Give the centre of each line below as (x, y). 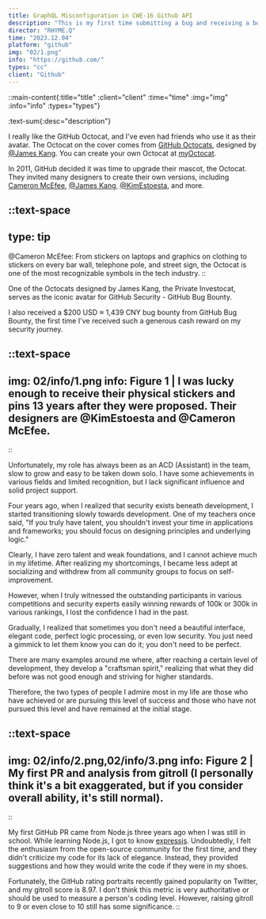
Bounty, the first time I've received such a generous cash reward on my (125, 320)
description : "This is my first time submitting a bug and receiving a (129, 23)
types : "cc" (28, 67)
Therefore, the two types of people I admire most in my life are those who (128, 692)
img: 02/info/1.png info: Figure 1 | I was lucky (121, 381)
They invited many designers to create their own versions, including (119, 177)
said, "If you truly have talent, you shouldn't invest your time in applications (131, 523)
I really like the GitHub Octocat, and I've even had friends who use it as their (132, 136)
